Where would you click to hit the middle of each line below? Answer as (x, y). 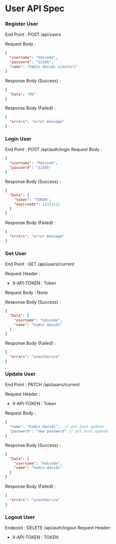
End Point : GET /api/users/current (40, 264)
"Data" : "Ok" (23, 94)
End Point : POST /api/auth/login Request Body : (53, 150)
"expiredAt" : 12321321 (37, 204)
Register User (22, 24)
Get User (16, 253)
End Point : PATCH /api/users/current (42, 385)
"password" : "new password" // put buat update (59, 431)
